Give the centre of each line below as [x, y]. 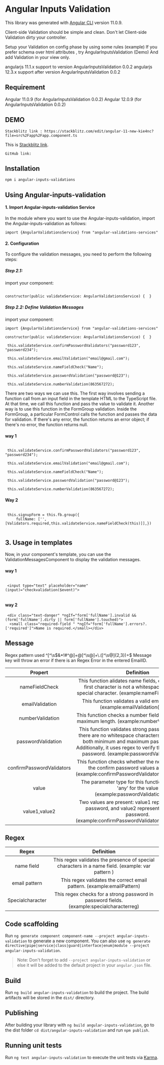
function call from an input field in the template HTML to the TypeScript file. [81, 399]
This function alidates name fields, [117, 680]
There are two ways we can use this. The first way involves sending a [75, 393]
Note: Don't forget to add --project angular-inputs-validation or [84, 960]
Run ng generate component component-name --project [60, 936]
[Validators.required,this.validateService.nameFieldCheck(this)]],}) [78, 523]
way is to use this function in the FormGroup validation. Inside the [71, 409]
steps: [11, 260]
